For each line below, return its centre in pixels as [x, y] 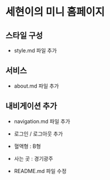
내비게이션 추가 [31, 106]
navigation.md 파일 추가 [42, 121]
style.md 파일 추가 [35, 51]
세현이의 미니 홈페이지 [55, 12]
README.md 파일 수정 [40, 171]
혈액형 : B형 [27, 146]
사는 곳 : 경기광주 [33, 158]
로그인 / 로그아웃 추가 [38, 134]
